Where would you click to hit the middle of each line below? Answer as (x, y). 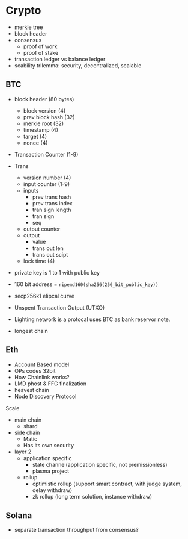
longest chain (31, 331)
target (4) (35, 136)
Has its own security (49, 445)
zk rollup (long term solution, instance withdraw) (92, 496)
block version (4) (44, 111)
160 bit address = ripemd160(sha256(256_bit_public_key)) (86, 284)
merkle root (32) (44, 123)
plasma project (51, 471)
